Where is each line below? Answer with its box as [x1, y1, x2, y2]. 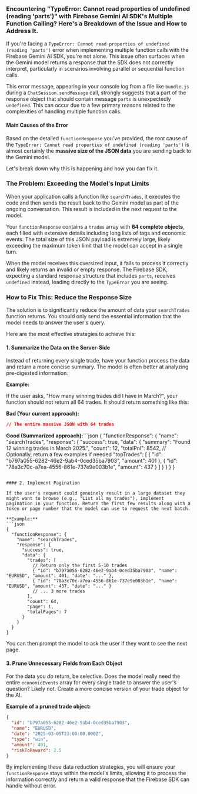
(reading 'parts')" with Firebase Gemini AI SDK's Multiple [6, 12, 173, 20]
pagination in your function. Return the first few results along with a [6, 500, 191, 507]
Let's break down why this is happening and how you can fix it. [6, 164, 159, 172]
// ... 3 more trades [32, 588, 85, 594]
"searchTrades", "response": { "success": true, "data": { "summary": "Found [6, 439, 191, 446]
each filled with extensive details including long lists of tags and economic [6, 229, 186, 236]
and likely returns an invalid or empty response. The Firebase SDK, [6, 266, 168, 273]
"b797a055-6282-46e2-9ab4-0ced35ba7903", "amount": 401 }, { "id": [6, 457, 178, 464]
